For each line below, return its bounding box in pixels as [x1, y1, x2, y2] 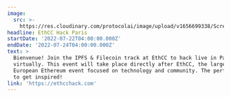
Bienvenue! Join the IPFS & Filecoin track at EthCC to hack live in [13, 55, 217, 61]
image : [7, 10, 26, 17]
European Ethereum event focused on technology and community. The [13, 67, 211, 74]
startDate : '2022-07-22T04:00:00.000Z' [7, 36, 122, 42]
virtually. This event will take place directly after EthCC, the [13, 61, 208, 68]
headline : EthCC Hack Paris [7, 29, 88, 36]
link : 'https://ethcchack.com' [7, 80, 97, 87]
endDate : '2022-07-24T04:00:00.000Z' [7, 42, 115, 48]
